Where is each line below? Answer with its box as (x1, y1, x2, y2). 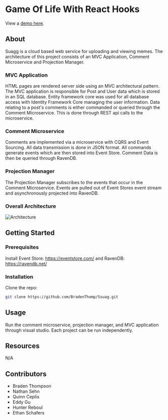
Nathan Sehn (12, 388, 40, 394)
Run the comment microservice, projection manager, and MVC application (5, 322, 159, 328)
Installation (5, 273, 34, 280)
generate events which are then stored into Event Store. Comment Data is (5, 150, 158, 156)
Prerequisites (5, 244, 39, 251)
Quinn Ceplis (12, 394, 39, 400)
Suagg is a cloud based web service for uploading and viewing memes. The (5, 48, 163, 54)
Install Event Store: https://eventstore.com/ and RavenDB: (5, 255, 125, 261)
